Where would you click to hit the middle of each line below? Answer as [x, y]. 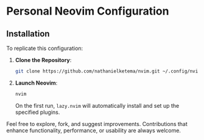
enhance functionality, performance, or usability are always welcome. [94, 130]
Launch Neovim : [36, 83]
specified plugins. [37, 112]
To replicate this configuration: [45, 48]
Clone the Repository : [43, 60]
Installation [28, 34]
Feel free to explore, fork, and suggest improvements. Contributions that [97, 124]
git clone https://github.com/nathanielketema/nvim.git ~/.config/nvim [108, 71]
